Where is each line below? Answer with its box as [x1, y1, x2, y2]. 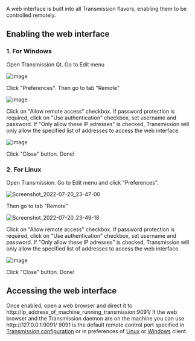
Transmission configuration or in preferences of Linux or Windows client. [6, 327, 188, 334]
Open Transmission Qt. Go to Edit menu [6, 60, 104, 68]
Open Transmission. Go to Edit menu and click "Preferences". [6, 179, 159, 186]
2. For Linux [6, 165, 42, 174]
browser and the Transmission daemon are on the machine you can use [6, 314, 185, 322]
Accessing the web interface [6, 286, 117, 296]
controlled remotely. [6, 11, 56, 19]
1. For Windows [6, 47, 53, 56]
